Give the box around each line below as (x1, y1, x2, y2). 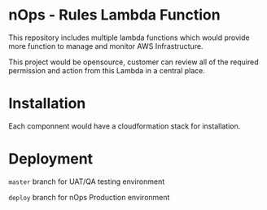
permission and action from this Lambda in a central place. (8, 65, 205, 75)
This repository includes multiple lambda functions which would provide (8, 33, 250, 42)
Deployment (8, 150, 94, 168)
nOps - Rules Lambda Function (8, 6, 221, 24)
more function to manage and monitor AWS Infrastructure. (8, 41, 204, 50)
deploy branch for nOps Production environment (8, 192, 170, 202)
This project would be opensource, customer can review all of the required (8, 57, 259, 67)
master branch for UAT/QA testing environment (8, 177, 165, 186)
